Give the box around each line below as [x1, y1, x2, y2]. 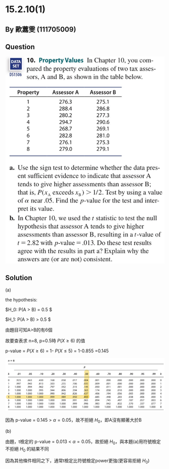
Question [5, 42, 35, 51]
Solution [5, 274, 32, 282]
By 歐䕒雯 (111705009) [5, 25, 76, 33]
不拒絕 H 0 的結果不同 [5, 446, 49, 453]
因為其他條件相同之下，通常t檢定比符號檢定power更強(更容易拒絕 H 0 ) [5, 457, 150, 465]
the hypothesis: [5, 297, 38, 303]
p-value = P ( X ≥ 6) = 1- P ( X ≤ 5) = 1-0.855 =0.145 [5, 348, 109, 354]
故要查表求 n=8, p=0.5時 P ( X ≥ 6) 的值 [5, 338, 86, 344]
